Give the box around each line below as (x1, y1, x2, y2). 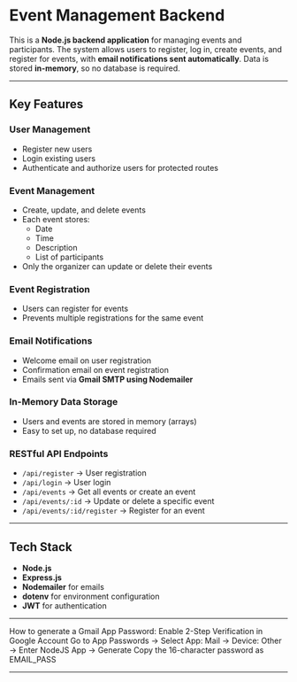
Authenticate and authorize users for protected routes (21, 162, 219, 173)
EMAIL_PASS (9, 654, 57, 664)
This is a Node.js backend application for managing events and (9, 35, 242, 45)
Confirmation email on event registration (21, 364, 170, 375)
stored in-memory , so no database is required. (9, 63, 181, 74)
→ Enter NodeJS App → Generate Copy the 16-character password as (9, 644, 264, 655)
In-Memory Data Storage (9, 396, 118, 408)
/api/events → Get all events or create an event (21, 486, 196, 497)
